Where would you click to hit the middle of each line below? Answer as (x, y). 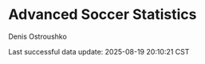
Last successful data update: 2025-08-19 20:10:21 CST (99, 51)
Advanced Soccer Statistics (102, 15)
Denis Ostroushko (38, 36)
